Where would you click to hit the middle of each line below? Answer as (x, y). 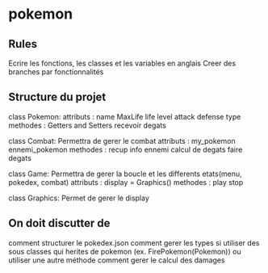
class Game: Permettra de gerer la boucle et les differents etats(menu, (125, 174)
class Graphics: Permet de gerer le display (79, 198)
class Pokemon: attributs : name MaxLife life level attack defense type (125, 116)
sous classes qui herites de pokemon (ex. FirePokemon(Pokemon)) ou (125, 251)
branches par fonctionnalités (56, 72)
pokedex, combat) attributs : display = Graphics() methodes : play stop (126, 182)
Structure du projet (57, 97)
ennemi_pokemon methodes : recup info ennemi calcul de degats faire (126, 149)
